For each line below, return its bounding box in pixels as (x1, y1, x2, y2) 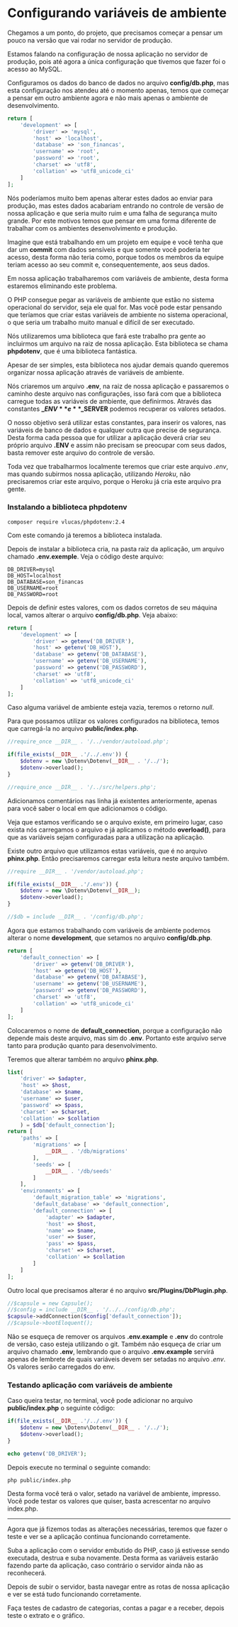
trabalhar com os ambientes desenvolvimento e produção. (7, 224, 178, 232)
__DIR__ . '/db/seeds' (45, 1167, 113, 1175)
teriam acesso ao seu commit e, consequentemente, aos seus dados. (7, 260, 210, 269)
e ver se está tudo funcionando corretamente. (7, 1589, 142, 1598)
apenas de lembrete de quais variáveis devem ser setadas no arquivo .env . (7, 1355, 226, 1364)
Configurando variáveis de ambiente (7, 5, 227, 21)
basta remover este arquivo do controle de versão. (7, 448, 155, 457)
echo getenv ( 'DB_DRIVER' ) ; (7, 1450, 87, 1457)
